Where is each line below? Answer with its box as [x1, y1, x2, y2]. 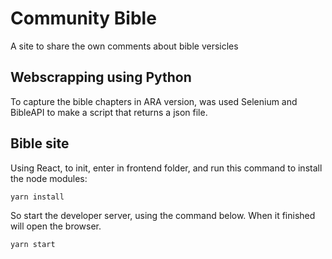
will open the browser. [10, 220, 102, 232]
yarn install [10, 192, 65, 202]
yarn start [10, 240, 56, 250]
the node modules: [10, 172, 88, 184]
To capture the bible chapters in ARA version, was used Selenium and [10, 95, 298, 107]
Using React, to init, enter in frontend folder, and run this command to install [10, 162, 323, 174]
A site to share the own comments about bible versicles [10, 40, 239, 52]
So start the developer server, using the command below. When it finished [10, 210, 316, 222]
